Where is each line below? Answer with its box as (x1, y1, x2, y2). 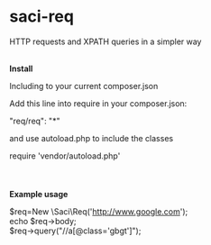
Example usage (9, 188, 69, 199)
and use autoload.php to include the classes (9, 132, 174, 143)
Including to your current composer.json (9, 80, 159, 91)
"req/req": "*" (9, 115, 60, 126)
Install (9, 63, 33, 74)
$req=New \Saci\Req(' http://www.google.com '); (9, 205, 188, 217)
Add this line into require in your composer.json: (9, 97, 188, 109)
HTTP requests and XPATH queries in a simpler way (9, 36, 202, 47)
